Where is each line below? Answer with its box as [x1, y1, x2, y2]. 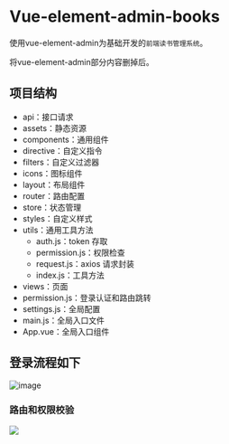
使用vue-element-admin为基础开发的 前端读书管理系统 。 [9, 37, 208, 48]
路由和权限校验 [9, 404, 75, 417]
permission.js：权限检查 [35, 247, 126, 258]
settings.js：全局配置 [22, 303, 101, 314]
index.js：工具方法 [35, 269, 105, 280]
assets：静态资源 [22, 122, 87, 133]
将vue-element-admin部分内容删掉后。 [9, 56, 155, 67]
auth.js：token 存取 [35, 235, 108, 246]
